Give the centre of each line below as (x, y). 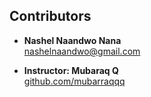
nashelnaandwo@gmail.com (82, 51)
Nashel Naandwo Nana (72, 40)
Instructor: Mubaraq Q (71, 70)
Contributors (50, 16)
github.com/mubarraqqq (74, 81)
